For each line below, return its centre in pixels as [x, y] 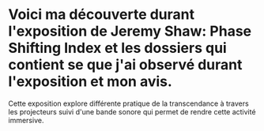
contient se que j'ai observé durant [125, 65]
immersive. [26, 120]
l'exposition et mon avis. [90, 82]
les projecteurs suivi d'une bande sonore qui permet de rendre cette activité [132, 111]
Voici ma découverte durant [102, 15]
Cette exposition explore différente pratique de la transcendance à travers [128, 103]
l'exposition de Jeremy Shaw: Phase [130, 31]
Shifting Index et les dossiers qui [117, 48]
